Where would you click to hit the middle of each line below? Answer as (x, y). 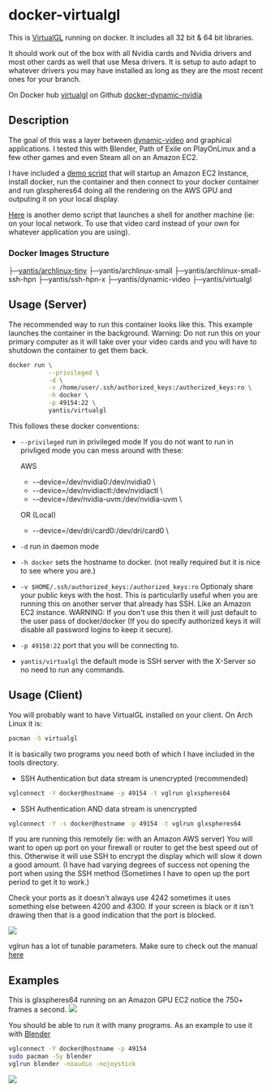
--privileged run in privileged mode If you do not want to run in (127, 441)
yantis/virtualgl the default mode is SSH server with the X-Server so (138, 661)
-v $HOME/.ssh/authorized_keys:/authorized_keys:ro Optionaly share (137, 586)
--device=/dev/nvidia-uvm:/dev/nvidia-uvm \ (107, 499)
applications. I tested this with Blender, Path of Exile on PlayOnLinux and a (132, 149)
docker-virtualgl (65, 15)
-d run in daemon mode (60, 546)
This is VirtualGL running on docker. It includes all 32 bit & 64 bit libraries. (131, 37)
